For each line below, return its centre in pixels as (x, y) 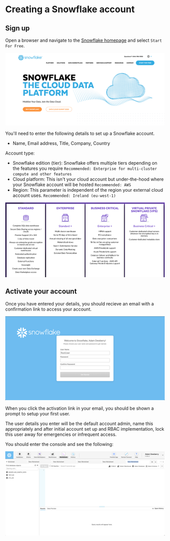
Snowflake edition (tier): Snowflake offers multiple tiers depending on (85, 163)
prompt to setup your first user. (38, 414)
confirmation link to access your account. (49, 309)
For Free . (15, 46)
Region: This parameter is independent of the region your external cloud (88, 190)
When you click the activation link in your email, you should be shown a (80, 408)
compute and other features (42, 174)
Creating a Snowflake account (70, 9)
